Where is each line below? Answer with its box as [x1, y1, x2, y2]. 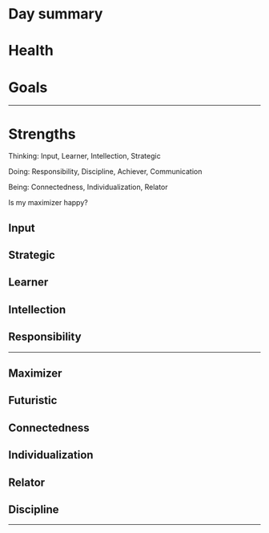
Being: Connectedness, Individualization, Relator [8, 182, 168, 192]
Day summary [8, 5, 103, 23]
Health [8, 42, 54, 60]
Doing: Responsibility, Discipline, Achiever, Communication [8, 167, 203, 176]
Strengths [8, 125, 76, 143]
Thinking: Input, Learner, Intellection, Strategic [8, 151, 162, 161]
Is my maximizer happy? [8, 198, 88, 208]
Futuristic [8, 394, 58, 407]
